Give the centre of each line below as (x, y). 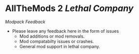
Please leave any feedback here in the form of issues (65, 31)
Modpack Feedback (25, 22)
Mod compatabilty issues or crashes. (57, 41)
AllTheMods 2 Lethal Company (69, 8)
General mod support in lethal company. (60, 46)
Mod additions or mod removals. (52, 36)
